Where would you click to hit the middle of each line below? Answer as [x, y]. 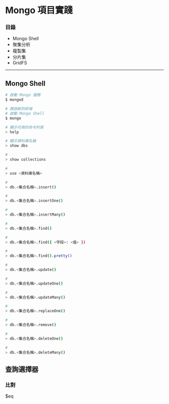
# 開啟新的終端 [19, 109]
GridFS [20, 63]
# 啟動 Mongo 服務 [23, 95]
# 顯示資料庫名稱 [21, 141]
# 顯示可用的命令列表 [24, 127]
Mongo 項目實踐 [39, 10]
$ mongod [14, 100]
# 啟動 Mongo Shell [25, 113]
